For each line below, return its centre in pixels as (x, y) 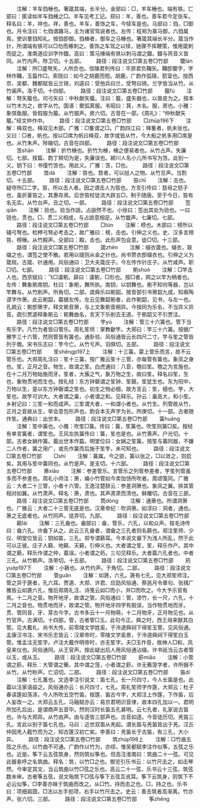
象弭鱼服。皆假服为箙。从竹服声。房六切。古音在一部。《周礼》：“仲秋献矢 (96, 113)
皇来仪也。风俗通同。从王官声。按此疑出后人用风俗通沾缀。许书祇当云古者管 (100, 650)
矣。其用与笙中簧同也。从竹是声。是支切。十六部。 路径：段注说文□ (95, 463)
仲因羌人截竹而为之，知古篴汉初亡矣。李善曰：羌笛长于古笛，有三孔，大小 (97, 732)
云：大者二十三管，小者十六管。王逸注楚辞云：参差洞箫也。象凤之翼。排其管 (100, 486)
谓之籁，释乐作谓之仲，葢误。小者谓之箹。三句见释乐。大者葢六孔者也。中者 (100, 553)
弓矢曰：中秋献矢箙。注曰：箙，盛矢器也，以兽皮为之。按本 (121, 98)
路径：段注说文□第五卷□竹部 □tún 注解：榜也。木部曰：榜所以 (105, 225)
